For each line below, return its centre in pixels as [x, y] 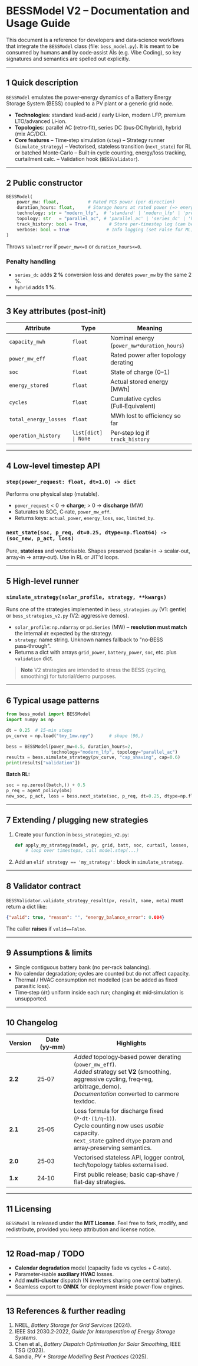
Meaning [150, 328]
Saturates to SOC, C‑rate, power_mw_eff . [63, 512]
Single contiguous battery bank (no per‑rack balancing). [83, 967]
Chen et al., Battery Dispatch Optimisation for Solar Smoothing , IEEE [98, 1344]
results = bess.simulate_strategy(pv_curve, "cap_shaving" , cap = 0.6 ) [93, 758]
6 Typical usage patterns [53, 700]
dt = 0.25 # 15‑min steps [39, 730]
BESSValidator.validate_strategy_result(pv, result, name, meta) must [95, 900]
